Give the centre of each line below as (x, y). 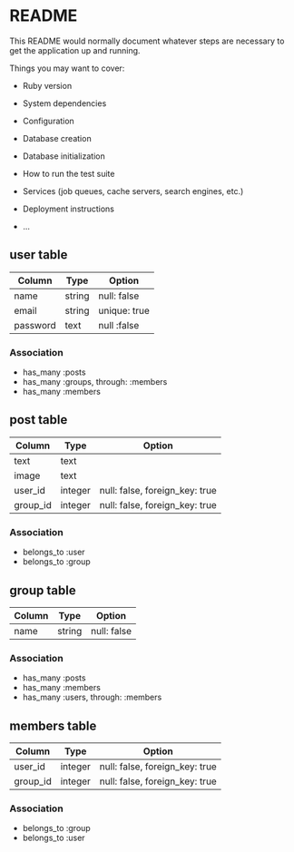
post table (39, 420)
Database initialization (64, 156)
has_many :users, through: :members (92, 697)
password (35, 325)
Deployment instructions (69, 209)
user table (39, 255)
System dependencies (64, 103)
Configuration (48, 121)
